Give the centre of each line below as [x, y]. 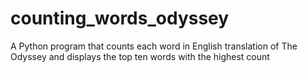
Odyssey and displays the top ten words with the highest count [140, 56]
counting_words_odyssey [120, 18]
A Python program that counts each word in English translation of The [154, 46]
